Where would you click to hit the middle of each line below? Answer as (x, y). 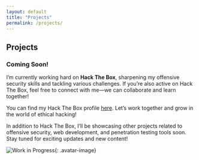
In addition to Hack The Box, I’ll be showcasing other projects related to (94, 126)
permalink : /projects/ (34, 23)
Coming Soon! (28, 64)
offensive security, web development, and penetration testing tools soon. (97, 132)
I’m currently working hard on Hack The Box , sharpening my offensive (93, 77)
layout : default (26, 12)
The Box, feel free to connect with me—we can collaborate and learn (91, 90)
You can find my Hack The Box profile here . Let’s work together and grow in (100, 108)
